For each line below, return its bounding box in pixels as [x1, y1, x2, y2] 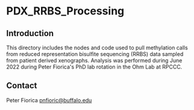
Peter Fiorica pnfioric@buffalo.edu [6, 96, 92, 103]
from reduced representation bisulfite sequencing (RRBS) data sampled [6, 50, 184, 58]
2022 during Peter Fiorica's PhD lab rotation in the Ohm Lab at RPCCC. [6, 63, 183, 70]
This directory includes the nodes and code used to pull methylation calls [6, 44, 188, 51]
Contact [6, 81, 37, 91]
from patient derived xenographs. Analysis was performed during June [6, 57, 183, 64]
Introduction [6, 28, 54, 38]
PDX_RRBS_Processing [6, 4, 125, 18]
